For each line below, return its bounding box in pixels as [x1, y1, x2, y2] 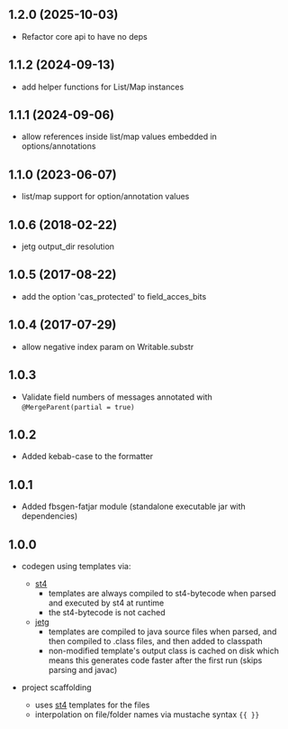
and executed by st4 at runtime [48, 597, 165, 608]
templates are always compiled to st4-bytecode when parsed [48, 587, 276, 598]
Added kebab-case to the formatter [21, 451, 154, 462]
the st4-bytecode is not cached [48, 606, 166, 617]
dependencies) [21, 511, 78, 521]
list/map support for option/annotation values [21, 191, 190, 202]
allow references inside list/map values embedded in [21, 131, 218, 143]
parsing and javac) [48, 664, 118, 675]
